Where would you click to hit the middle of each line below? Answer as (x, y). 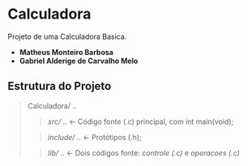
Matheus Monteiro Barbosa (66, 52)
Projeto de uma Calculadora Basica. (67, 36)
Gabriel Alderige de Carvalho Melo (79, 61)
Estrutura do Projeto (60, 86)
